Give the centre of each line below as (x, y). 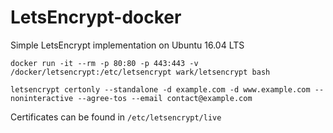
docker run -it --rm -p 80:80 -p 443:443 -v (104, 63)
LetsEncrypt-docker (96, 17)
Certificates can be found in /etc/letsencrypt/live (116, 117)
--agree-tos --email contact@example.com (165, 98)
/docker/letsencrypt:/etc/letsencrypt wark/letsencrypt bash (140, 72)
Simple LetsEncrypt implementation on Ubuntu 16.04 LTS (127, 45)
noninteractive (42, 98)
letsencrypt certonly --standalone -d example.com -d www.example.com (160, 89)
